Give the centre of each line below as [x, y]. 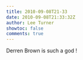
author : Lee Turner [30, 23]
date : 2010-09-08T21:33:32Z [41, 17]
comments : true [25, 34]
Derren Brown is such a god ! [42, 50]
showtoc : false [25, 28]
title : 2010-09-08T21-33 [37, 12]
